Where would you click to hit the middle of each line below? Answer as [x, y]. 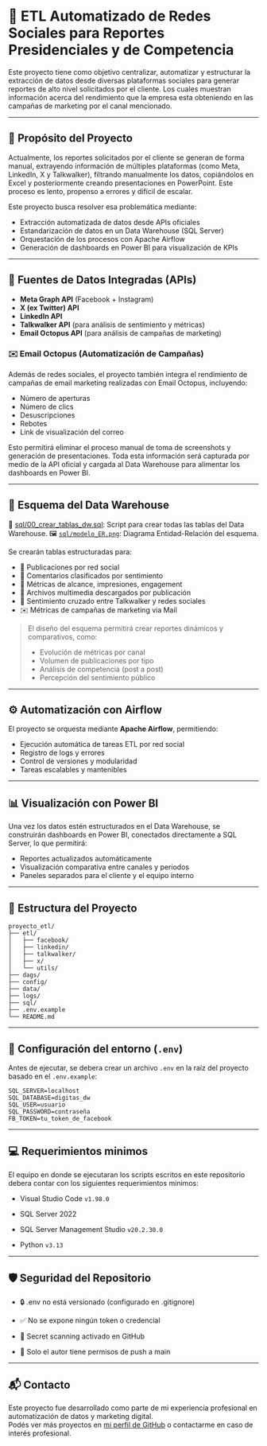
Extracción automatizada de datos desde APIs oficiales [110, 222]
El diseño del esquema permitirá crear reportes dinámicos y [126, 628]
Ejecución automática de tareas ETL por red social [102, 744]
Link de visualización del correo [72, 432]
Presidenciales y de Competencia [121, 50]
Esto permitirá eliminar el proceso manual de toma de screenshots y [120, 447]
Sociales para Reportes [87, 33]
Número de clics [46, 406]
